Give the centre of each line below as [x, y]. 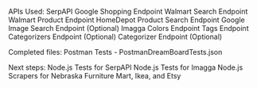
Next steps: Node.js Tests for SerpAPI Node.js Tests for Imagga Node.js [126, 67]
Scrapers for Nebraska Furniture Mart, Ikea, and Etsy [95, 76]
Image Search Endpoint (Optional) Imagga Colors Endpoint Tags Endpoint [128, 28]
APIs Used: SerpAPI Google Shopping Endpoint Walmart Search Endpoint [128, 11]
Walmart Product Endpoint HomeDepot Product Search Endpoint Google [127, 20]
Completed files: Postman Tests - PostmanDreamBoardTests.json [115, 52]
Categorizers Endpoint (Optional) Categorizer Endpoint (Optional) [115, 36]
